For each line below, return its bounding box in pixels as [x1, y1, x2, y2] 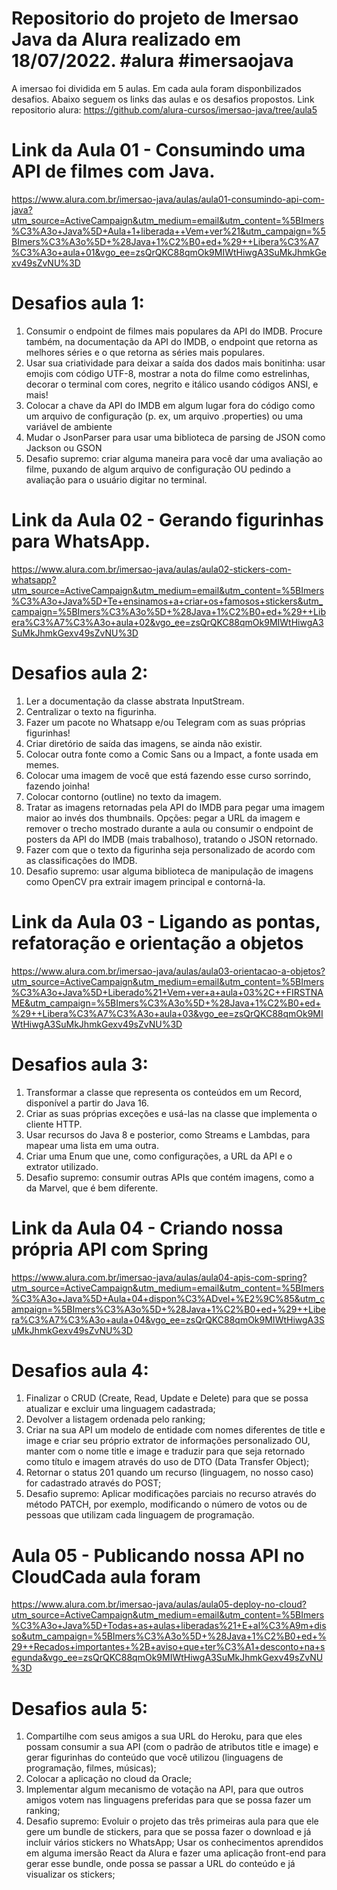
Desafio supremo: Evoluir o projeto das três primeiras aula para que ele [25, 1815, 319, 1827]
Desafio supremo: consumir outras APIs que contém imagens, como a [25, 1171, 315, 1183]
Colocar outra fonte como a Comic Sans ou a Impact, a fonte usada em [25, 748, 319, 760]
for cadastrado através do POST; [25, 1477, 162, 1489]
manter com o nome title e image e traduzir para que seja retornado [25, 1445, 306, 1457]
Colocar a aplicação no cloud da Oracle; [25, 1773, 192, 1785]
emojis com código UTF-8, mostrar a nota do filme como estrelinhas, [25, 367, 311, 379]
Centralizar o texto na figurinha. [25, 705, 157, 717]
